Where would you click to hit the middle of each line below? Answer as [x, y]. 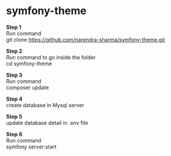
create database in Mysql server [45, 105]
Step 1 [14, 27]
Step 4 [14, 99]
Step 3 [14, 75]
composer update [28, 87]
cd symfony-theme [29, 64]
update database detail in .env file [47, 122]
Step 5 [14, 117]
